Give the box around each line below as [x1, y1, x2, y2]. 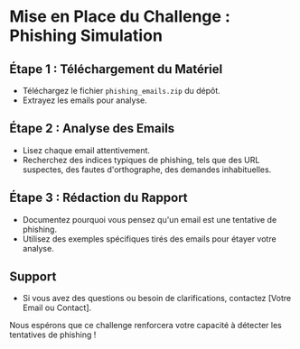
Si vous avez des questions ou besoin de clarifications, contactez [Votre [22, 293, 292, 304]
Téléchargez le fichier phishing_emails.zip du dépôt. [22, 86, 221, 96]
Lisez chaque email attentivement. [22, 144, 151, 155]
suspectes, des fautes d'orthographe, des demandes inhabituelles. [22, 164, 272, 175]
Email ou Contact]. [22, 302, 92, 313]
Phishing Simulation [9, 25, 163, 46]
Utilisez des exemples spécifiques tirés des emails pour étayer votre [22, 233, 277, 244]
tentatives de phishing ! [9, 329, 97, 340]
